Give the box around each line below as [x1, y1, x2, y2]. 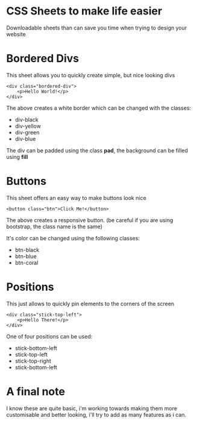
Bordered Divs [6, 52, 80, 66]
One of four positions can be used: [6, 332, 93, 340]
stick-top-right [14, 357, 51, 364]
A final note [6, 384, 65, 398]
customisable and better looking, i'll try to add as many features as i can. [6, 411, 187, 418]
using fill [6, 153, 28, 160]
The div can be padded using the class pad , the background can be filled [6, 146, 189, 154]
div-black [14, 116, 39, 123]
